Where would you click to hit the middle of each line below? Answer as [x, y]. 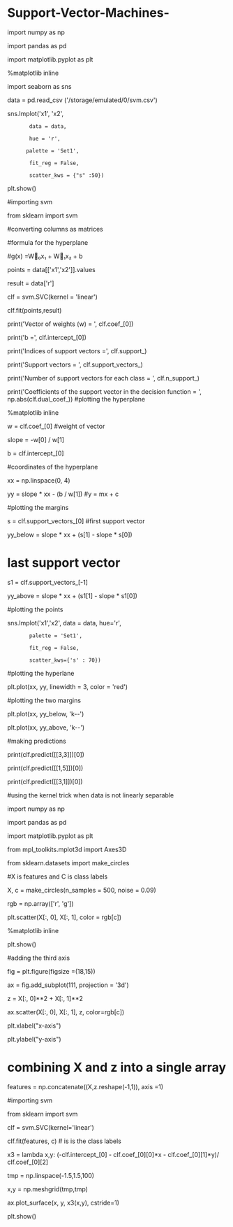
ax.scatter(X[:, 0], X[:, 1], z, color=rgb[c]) [66, 1012]
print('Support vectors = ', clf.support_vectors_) [75, 364]
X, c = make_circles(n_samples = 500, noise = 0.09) [82, 890]
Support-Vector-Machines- [88, 13]
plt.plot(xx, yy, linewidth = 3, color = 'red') [67, 686]
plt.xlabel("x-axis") [34, 1026]
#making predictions [37, 741]
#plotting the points [35, 609]
